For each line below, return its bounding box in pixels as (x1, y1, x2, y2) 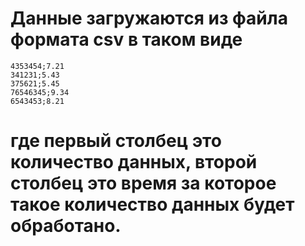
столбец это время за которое (10, 172, 277, 195)
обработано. (10, 215, 122, 237)
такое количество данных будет (10, 193, 295, 216)
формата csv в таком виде (10, 28, 243, 51)
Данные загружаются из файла (10, 7, 288, 30)
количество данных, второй (10, 151, 258, 174)
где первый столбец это (10, 130, 222, 152)
